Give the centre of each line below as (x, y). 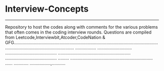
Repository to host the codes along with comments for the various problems (82, 27)
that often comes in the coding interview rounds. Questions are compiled (78, 32)
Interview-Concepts (47, 9)
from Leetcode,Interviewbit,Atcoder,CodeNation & (55, 37)
